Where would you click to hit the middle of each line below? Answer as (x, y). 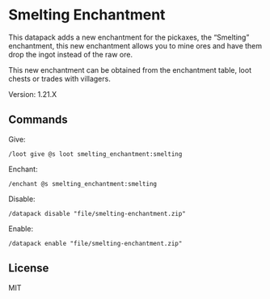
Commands (38, 120)
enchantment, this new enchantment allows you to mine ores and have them (135, 45)
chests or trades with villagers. (59, 78)
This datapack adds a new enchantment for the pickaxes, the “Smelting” (129, 37)
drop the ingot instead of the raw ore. (71, 54)
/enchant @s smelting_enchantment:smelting (83, 183)
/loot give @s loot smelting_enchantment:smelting (95, 154)
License (29, 268)
